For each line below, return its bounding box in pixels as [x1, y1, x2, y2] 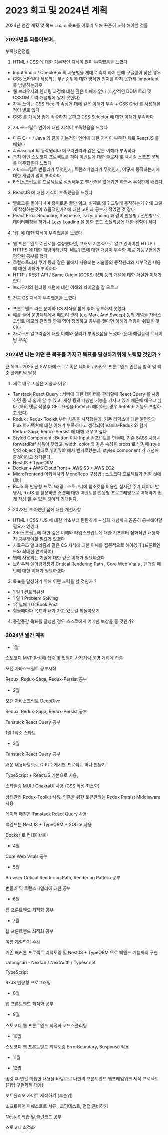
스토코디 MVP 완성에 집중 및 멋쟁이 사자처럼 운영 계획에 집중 [5, 655, 123, 661]
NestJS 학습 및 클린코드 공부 [5, 1113, 62, 1120]
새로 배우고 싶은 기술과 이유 [12, 380, 67, 386]
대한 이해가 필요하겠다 [22, 567, 65, 573]
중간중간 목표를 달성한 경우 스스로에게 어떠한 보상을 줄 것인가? [12, 618, 134, 624]
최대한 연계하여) [22, 548, 54, 554]
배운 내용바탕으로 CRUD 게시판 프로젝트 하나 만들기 [5, 761, 106, 767]
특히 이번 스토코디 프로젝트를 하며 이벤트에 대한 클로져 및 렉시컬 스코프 [12, 154, 150, 160]
